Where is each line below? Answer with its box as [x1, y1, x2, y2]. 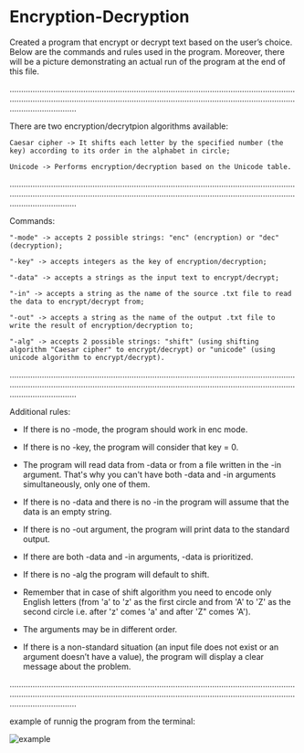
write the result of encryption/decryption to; [9, 321, 194, 330]
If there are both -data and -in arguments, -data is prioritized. [22, 551, 254, 562]
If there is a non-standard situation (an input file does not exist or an [22, 642, 279, 652]
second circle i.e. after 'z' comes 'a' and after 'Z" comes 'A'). [22, 606, 251, 617]
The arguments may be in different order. [22, 623, 178, 634]
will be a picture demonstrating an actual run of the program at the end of [9, 56, 286, 67]
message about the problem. [22, 661, 131, 672]
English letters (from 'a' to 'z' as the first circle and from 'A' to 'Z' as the [22, 596, 291, 607]
